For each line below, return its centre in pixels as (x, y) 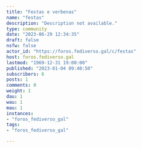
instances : (20, 113)
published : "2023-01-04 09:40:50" (50, 68)
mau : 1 (15, 108)
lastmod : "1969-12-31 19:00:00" (47, 62)
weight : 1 (19, 91)
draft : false (23, 40)
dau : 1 (15, 96)
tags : (13, 125)
